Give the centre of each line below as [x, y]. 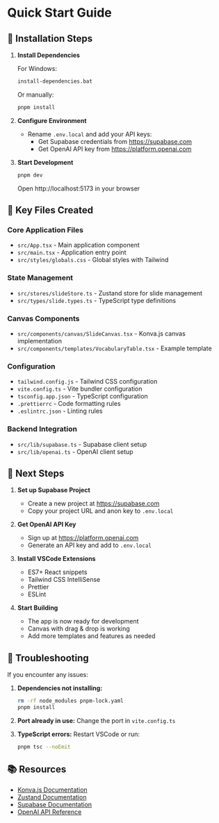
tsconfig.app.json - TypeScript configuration [82, 396]
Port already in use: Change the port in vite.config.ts [96, 720]
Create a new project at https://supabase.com [94, 504]
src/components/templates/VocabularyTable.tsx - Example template [114, 348]
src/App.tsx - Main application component [79, 245]
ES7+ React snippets [57, 572]
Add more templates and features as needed [91, 636]
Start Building [38, 608]
